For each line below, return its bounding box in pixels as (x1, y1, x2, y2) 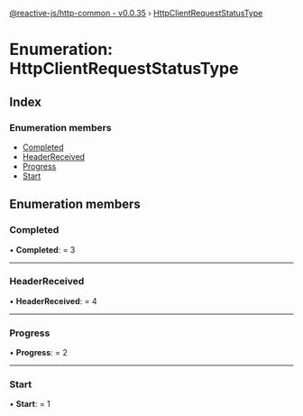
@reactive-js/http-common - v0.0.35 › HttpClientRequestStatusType (9, 8, 263, 18)
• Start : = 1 (9, 399, 51, 410)
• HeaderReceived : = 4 (9, 295, 97, 306)
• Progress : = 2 (9, 347, 68, 358)
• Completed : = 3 (9, 244, 76, 255)
